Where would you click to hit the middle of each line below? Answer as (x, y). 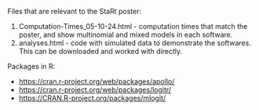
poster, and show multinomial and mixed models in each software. (126, 35)
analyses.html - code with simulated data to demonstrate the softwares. (135, 43)
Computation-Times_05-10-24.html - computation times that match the (133, 26)
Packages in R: (31, 66)
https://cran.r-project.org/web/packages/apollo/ (97, 82)
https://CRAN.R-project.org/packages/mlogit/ (92, 98)
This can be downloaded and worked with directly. (100, 51)
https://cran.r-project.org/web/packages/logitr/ (95, 90)
